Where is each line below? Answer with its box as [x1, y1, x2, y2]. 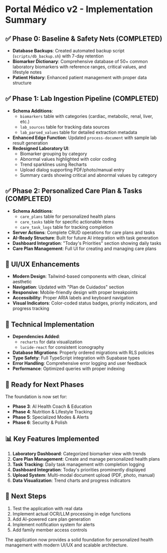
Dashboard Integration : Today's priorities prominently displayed [12, 466, 146, 472]
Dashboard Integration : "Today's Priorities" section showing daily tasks [12, 240, 161, 246]
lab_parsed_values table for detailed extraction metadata [20, 129, 137, 135]
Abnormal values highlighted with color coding [20, 156, 116, 162]
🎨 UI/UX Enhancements [5, 260, 80, 269]
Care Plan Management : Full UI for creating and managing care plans [12, 245, 156, 252]
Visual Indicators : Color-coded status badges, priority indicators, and [12, 300, 157, 306]
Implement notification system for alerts [12, 521, 95, 527]
